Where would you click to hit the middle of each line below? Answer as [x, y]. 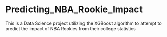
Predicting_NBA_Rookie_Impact [74, 9]
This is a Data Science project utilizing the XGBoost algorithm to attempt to [83, 23]
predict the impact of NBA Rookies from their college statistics [71, 28]
